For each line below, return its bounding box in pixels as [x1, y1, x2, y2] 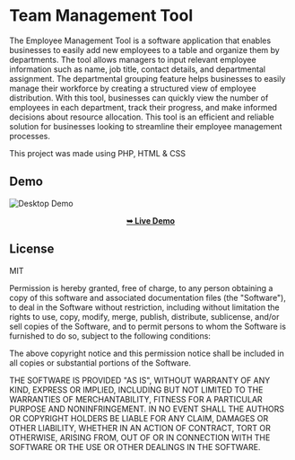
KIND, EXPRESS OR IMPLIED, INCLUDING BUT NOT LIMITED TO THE [9, 384, 264, 395]
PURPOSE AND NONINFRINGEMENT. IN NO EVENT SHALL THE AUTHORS [9, 403, 285, 414]
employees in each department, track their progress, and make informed [9, 102, 278, 112]
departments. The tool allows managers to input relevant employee [9, 54, 257, 65]
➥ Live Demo [126, 215, 176, 226]
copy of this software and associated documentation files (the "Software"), [9, 292, 287, 303]
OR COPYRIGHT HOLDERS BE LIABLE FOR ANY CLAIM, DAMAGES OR [9, 412, 269, 423]
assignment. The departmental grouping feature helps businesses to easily [9, 73, 286, 84]
